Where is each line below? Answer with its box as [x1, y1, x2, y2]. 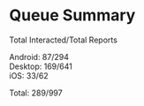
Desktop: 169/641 [9, 61, 72, 72]
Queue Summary [9, 5, 136, 26]
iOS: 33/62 [9, 70, 49, 80]
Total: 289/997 [9, 87, 64, 98]
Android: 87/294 [9, 51, 69, 62]
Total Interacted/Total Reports [9, 34, 117, 45]
